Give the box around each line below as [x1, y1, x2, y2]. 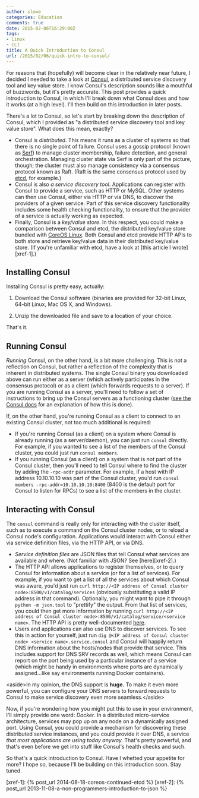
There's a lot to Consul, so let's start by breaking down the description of [6, 112, 185, 119]
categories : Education [6, 14, 62, 20]
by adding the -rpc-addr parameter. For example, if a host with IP [14, 468, 174, 475]
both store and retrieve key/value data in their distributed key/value [14, 237, 179, 244]
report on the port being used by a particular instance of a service [14, 657, 177, 664]
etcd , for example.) [14, 174, 62, 181]
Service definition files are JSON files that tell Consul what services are [14, 551, 189, 558]
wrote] [172, 244, 188, 251]
